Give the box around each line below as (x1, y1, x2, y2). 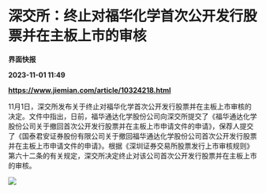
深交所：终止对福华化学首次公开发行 (8, 7, 244, 25)
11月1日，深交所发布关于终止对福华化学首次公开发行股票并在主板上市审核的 (8, 102, 253, 111)
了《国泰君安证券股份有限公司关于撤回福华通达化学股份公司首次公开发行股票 (8, 131, 257, 140)
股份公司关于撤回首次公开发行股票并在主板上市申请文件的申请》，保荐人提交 (8, 121, 254, 131)
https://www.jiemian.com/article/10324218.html (8, 85, 171, 95)
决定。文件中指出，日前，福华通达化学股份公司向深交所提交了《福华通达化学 (8, 111, 257, 121)
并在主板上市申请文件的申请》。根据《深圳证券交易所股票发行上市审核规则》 (8, 141, 254, 150)
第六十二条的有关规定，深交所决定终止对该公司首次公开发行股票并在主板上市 (8, 150, 257, 160)
